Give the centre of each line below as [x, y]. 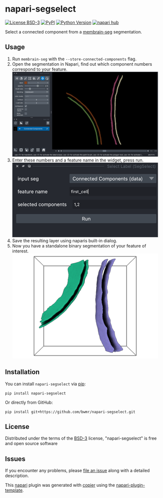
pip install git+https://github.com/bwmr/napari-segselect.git [70, 412]
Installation [22, 372]
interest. [20, 251]
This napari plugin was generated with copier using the [60, 485]
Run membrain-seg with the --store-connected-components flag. [74, 59]
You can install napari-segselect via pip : [45, 384]
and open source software [31, 444]
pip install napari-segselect [36, 393]
